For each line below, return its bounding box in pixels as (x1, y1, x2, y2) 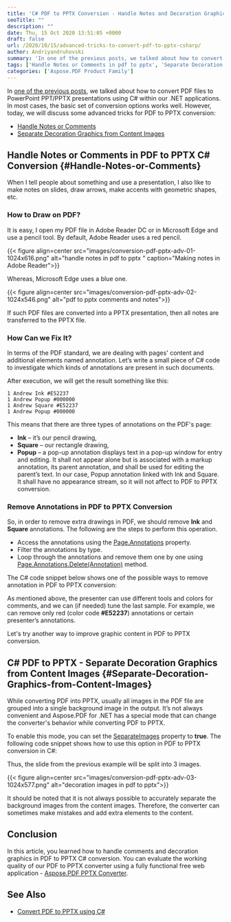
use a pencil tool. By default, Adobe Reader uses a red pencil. (7, 233, 182, 241)
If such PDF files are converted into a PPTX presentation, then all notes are (7, 308, 219, 317)
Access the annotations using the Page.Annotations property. (16, 538, 192, 546)
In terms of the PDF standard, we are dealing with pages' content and (7, 349, 204, 357)
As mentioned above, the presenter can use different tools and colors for (7, 594, 213, 603)
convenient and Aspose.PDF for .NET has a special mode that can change (7, 711, 217, 720)
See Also (7, 889, 46, 901)
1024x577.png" (7, 781, 50, 789)
